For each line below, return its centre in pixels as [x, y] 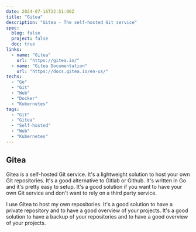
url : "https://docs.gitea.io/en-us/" [63, 71]
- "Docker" [25, 98]
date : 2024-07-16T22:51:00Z [40, 11]
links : [14, 50]
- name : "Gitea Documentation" [49, 66]
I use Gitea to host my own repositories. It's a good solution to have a [90, 204]
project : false [30, 39]
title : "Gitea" [25, 17]
